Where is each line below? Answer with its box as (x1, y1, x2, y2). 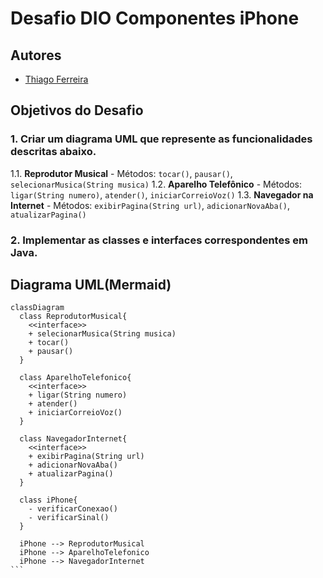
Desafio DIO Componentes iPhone (10, 7, 300, 30)
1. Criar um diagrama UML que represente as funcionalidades (10, 132, 313, 146)
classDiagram (10, 303, 65, 313)
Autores (10, 47, 62, 64)
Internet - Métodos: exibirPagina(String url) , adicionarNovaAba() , (10, 199, 290, 211)
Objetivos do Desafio (10, 102, 144, 119)
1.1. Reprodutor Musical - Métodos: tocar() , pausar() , (10, 167, 233, 179)
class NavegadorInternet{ (19, 434, 128, 444)
